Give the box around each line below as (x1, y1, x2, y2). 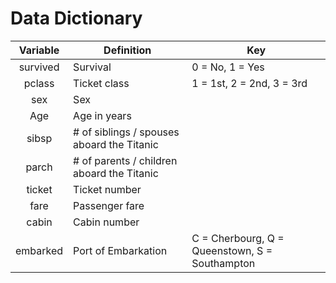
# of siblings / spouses (73, 125, 180, 139)
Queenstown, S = (191, 243, 273, 257)
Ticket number (73, 182, 142, 196)
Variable (18, 43, 60, 57)
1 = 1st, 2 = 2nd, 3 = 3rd (191, 76, 308, 90)
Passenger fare (73, 198, 145, 212)
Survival (73, 60, 112, 74)
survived (18, 60, 60, 74)
